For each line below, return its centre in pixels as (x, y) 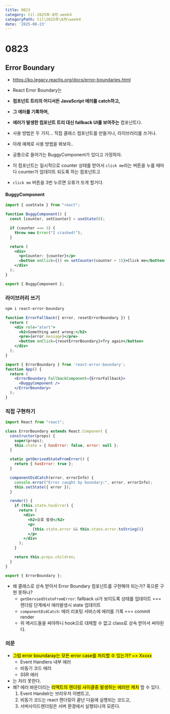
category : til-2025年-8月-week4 (38, 15)
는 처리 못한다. (27, 681)
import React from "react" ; (35, 422)
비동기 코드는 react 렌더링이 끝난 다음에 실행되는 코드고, (75, 700)
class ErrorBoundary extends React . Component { (56, 431)
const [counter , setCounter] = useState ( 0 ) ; (57, 219)
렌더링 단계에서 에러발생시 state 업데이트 (60, 605)
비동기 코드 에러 (36, 668)
